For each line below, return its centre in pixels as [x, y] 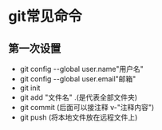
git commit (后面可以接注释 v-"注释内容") [87, 107]
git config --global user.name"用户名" [81, 69]
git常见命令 [45, 16]
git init [30, 88]
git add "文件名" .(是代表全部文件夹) [79, 97]
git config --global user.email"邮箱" [78, 79]
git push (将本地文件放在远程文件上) [79, 117]
